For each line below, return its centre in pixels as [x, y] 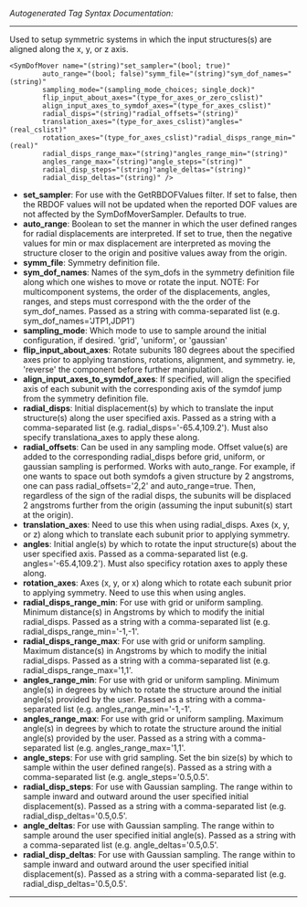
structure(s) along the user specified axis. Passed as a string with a [149, 418]
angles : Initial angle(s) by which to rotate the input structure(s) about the [159, 544]
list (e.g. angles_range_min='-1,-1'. [127, 709]
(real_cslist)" [38, 130]
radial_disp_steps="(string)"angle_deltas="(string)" [147, 170]
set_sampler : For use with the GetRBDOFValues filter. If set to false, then [160, 195]
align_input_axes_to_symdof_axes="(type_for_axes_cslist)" [157, 106]
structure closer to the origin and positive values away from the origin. [155, 253]
